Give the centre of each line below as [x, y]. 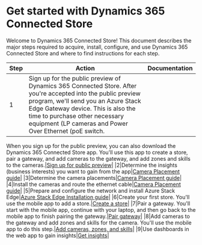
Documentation [170, 68]
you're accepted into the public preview [85, 93]
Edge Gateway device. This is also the [82, 108]
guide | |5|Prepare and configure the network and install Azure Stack [91, 190]
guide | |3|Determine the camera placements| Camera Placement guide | [94, 178]
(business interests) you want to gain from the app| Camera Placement [93, 171]
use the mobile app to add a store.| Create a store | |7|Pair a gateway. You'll [98, 203]
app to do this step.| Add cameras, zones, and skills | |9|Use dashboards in [98, 229]
